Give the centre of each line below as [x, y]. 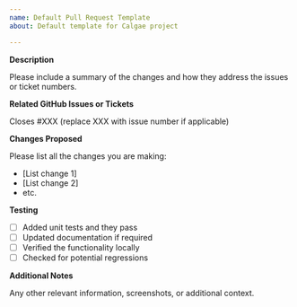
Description [32, 59]
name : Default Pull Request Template [80, 18]
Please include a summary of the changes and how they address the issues [149, 76]
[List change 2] [50, 183]
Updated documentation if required [87, 237]
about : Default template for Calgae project [94, 26]
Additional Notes [41, 276]
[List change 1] [50, 173]
